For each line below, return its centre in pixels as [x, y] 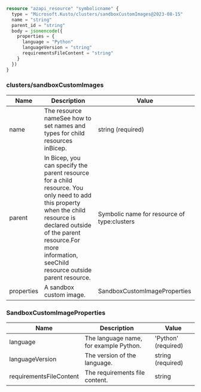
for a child [58, 180]
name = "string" [32, 20]
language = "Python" [48, 42]
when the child [65, 210]
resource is [60, 217]
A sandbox [59, 287]
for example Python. [113, 346]
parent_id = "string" [39, 25]
